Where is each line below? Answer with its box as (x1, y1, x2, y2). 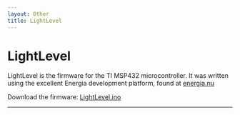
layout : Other (7, 10, 50, 18)
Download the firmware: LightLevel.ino (7, 93, 121, 101)
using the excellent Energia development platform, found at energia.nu (7, 79, 214, 88)
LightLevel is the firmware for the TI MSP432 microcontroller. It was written (7, 71, 229, 80)
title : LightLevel (7, 17, 62, 24)
